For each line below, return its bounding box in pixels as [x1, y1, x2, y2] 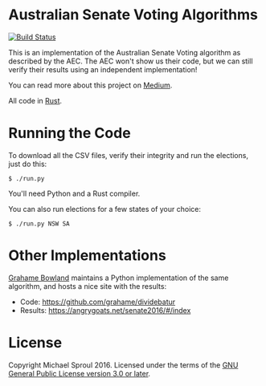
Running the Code [8, 124, 131, 142]
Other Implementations [8, 246, 166, 265]
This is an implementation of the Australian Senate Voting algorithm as [8, 47, 241, 57]
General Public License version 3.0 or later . [8, 368, 151, 378]
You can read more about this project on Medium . [8, 80, 173, 90]
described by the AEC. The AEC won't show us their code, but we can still [8, 56, 253, 66]
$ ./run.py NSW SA [8, 219, 70, 228]
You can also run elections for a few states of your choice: [8, 204, 201, 213]
